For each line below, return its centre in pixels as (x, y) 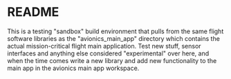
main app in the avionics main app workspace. (73, 68)
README (33, 12)
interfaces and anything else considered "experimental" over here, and (108, 53)
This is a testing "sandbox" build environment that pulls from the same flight (115, 31)
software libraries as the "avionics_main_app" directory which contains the (113, 38)
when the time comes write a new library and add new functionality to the (112, 60)
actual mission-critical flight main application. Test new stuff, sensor (104, 46)
